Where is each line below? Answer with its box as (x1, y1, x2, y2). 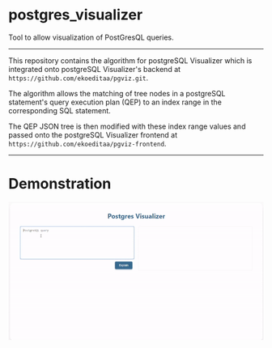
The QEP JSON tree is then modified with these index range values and (8, 121, 246, 131)
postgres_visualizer (8, 6, 143, 24)
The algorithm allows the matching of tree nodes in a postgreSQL (8, 88, 226, 98)
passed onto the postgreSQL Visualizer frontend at (8, 129, 178, 139)
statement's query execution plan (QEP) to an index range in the (8, 97, 223, 107)
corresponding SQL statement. (8, 105, 111, 115)
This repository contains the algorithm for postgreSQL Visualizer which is (8, 55, 253, 66)
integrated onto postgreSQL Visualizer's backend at (8, 64, 181, 74)
